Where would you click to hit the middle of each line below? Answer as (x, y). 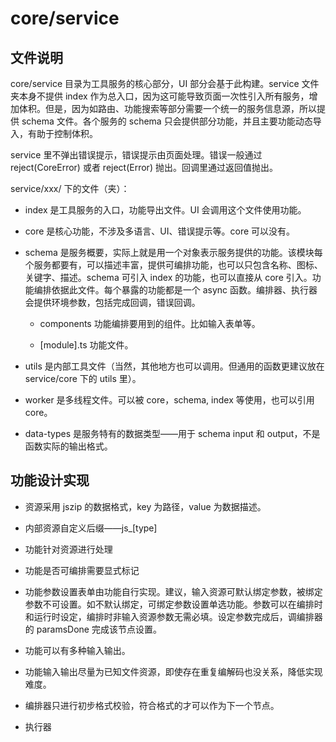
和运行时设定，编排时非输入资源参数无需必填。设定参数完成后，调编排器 (173, 616)
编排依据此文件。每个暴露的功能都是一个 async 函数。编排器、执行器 (175, 290)
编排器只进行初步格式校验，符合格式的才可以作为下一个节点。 (152, 705)
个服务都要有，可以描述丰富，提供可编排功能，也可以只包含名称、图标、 (173, 265)
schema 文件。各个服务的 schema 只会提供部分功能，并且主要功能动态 (167, 121)
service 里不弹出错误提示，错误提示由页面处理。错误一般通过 (136, 155)
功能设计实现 (50, 480)
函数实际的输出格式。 (68, 446)
